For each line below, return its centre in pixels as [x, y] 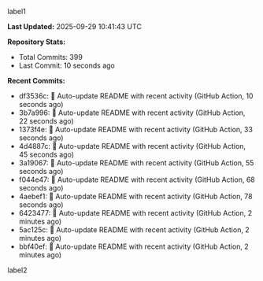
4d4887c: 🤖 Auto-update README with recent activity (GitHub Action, [132, 146]
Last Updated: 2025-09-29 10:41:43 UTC [75, 26]
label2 [17, 270]
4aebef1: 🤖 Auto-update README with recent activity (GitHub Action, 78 [135, 196]
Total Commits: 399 [51, 57]
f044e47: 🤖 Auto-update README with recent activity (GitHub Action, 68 [137, 179]
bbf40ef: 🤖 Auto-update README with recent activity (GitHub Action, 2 [133, 246]
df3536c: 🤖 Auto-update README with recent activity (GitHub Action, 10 [136, 96]
